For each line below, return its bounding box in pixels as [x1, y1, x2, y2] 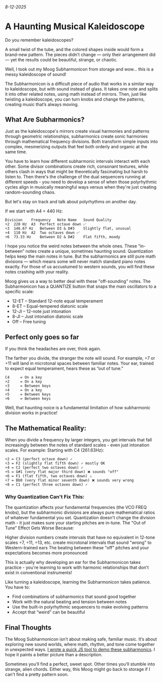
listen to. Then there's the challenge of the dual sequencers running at [5, 174, 146, 180]
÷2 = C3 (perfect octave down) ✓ [5, 456, 73, 461]
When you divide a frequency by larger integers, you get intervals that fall [5, 437, 152, 442]
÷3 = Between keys [5, 384, 51, 388]
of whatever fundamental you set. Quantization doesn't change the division [5, 515, 155, 521]
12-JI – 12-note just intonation [12, 309, 71, 315]
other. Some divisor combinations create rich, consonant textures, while [5, 163, 149, 170]
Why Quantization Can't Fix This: [5, 493, 85, 500]
